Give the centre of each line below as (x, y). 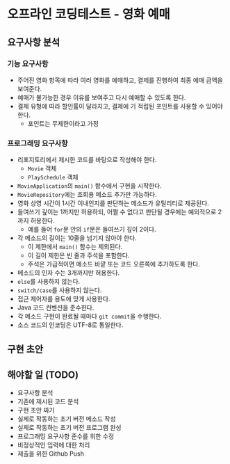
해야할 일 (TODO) (43, 375)
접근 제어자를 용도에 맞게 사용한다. (64, 299)
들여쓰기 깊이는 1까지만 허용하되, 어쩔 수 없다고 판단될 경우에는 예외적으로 (117, 212)
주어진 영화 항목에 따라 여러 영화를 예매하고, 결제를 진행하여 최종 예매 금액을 (120, 80)
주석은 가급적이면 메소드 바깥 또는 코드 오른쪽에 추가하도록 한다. (114, 264)
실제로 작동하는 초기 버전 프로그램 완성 (69, 428)
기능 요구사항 (28, 63)
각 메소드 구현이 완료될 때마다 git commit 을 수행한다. (89, 317)
